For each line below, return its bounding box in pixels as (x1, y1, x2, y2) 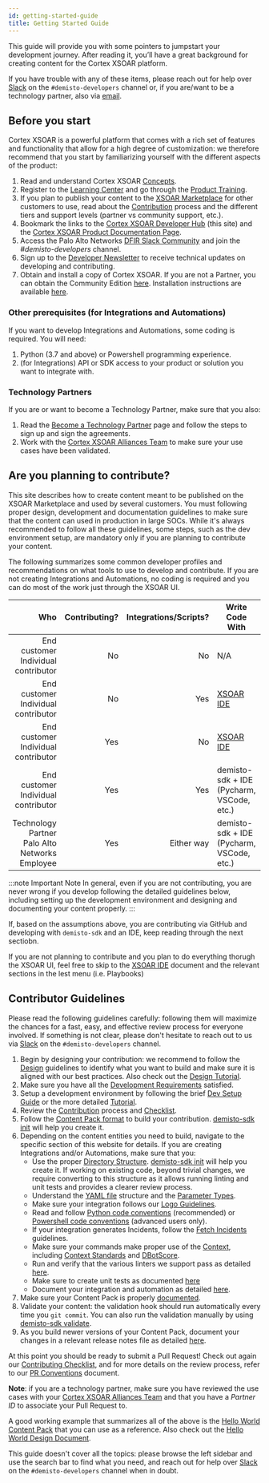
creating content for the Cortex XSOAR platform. (8, 58, 168, 68)
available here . (19, 287, 69, 297)
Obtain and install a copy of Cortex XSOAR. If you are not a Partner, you (19, 270, 256, 280)
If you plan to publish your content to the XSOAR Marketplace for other (19, 193, 254, 203)
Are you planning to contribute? (8, 469, 171, 483)
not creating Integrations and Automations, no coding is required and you (8, 574, 250, 584)
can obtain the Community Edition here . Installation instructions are (19, 278, 242, 289)
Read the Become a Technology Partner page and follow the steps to (19, 420, 247, 430)
